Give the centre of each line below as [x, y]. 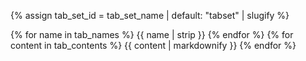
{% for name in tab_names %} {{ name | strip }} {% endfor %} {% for [152, 34]
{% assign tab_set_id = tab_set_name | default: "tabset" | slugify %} [150, 15]
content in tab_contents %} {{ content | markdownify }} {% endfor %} [153, 45]
